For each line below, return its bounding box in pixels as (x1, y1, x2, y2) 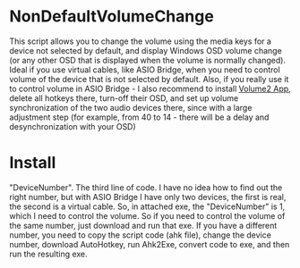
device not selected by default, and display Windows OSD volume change (9, 45, 282, 55)
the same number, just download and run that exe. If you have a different (9, 220, 278, 230)
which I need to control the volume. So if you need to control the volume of (9, 210, 286, 221)
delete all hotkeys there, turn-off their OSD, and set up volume (9, 92, 239, 104)
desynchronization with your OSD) (9, 121, 136, 131)
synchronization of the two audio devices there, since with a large (9, 102, 253, 113)
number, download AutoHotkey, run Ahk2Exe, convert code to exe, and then (9, 239, 290, 249)
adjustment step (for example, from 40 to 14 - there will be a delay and (9, 112, 270, 122)
